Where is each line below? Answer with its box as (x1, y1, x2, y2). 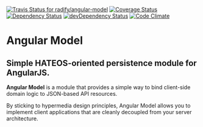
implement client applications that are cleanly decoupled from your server (6, 109, 192, 115)
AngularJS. (6, 67, 50, 78)
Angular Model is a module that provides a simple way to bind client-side (6, 84, 191, 91)
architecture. (6, 115, 38, 122)
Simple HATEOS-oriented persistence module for (6, 58, 197, 68)
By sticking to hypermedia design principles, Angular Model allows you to (6, 102, 191, 109)
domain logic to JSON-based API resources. (6, 90, 118, 97)
